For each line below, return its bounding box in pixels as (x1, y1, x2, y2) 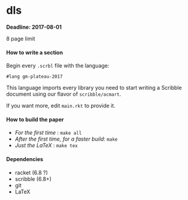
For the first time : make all (14, 129, 82, 137)
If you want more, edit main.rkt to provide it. (6, 102, 116, 110)
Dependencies (6, 155, 44, 162)
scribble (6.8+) (14, 175, 52, 183)
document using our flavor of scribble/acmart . (6, 90, 122, 98)
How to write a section (6, 49, 63, 56)
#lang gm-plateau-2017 (6, 74, 63, 80)
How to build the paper (6, 116, 64, 123)
